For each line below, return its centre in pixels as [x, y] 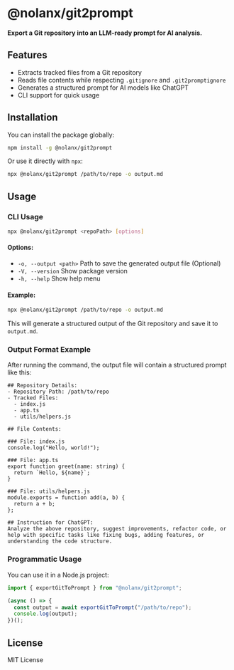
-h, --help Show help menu [59, 278]
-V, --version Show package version [72, 271]
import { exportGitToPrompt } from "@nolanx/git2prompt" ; [95, 588]
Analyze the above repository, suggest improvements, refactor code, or [117, 529]
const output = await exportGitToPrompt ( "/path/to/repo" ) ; [103, 607]
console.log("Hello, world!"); [54, 448]
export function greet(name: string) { [66, 467]
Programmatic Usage [45, 559]
